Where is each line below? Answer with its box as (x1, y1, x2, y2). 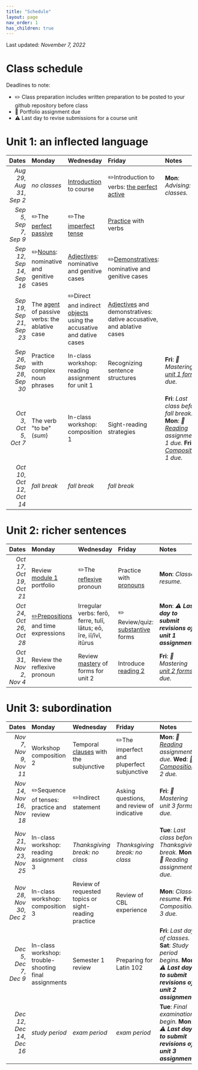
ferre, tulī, (78, 617, 105, 625)
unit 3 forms (159, 802, 193, 810)
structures (108, 374, 137, 382)
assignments (31, 978, 67, 986)
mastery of (78, 660, 108, 668)
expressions (31, 629, 65, 637)
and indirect (67, 301, 101, 310)
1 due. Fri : (164, 439, 193, 447)
